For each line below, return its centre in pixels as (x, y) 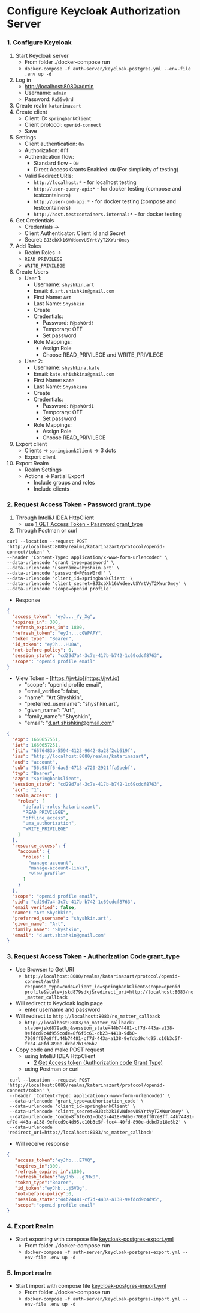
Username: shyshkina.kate (66, 367)
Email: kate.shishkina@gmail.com (74, 374)
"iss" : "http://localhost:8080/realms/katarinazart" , (81, 756)
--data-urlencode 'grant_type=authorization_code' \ (77, 1101)
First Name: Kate (54, 381)
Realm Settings (43, 470)
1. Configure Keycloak (40, 43)
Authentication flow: (49, 157)
